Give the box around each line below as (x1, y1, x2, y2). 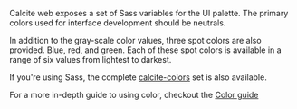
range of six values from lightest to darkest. (9, 54, 172, 64)
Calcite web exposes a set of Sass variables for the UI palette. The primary (9, 8, 289, 18)
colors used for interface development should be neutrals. (9, 17, 226, 28)
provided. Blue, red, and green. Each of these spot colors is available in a (9, 45, 283, 55)
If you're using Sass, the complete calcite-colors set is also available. (9, 72, 267, 83)
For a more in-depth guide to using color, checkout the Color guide (9, 90, 259, 100)
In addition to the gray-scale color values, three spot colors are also (9, 35, 262, 45)
